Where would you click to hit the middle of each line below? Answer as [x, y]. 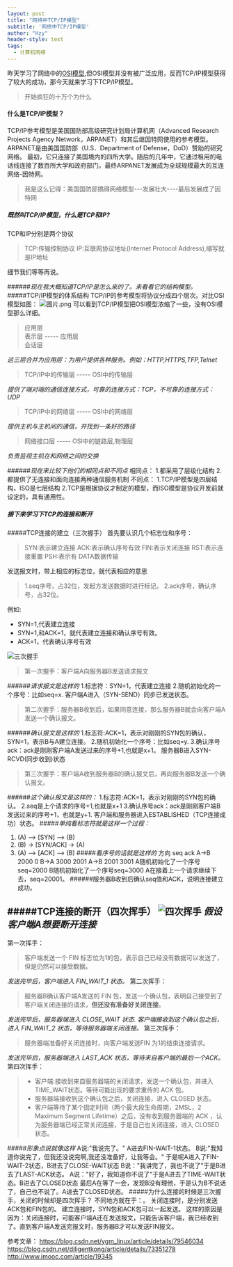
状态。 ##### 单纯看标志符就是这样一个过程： [85, 823]
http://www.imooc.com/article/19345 [60, 1256]
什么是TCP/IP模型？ [36, 114]
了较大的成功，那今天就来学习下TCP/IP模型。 [72, 81]
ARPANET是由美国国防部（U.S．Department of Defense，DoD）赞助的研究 [115, 148]
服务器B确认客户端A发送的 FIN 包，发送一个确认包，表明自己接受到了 [123, 996]
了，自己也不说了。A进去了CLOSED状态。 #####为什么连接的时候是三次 [111, 1191]
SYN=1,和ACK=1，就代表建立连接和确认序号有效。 [89, 633]
